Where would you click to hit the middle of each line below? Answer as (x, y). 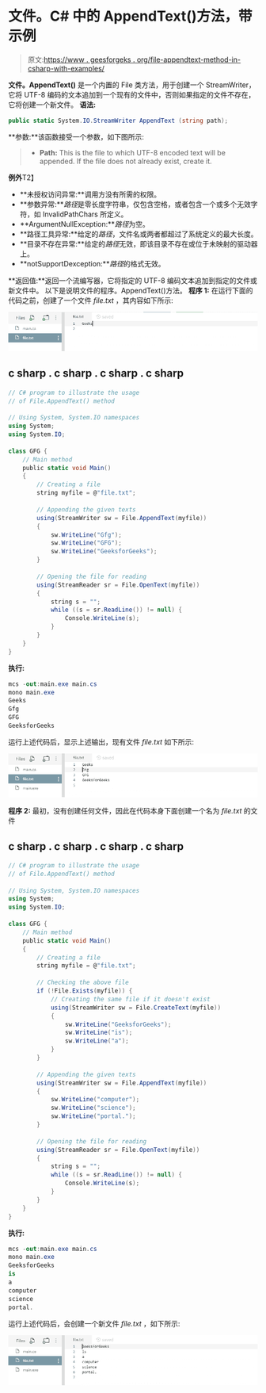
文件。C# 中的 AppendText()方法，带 (130, 16)
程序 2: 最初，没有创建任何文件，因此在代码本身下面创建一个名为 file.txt (125, 811)
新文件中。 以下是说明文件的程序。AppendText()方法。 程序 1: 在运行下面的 (131, 290)
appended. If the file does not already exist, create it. (125, 161)
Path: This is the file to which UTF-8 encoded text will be (132, 152)
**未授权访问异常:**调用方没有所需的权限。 (90, 194)
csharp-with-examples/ (66, 68)
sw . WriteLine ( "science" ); (93, 1108)
